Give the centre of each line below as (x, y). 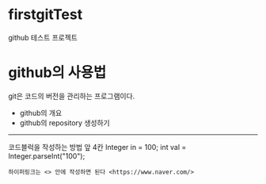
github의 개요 (41, 113)
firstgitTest (46, 15)
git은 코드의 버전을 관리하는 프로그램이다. (72, 96)
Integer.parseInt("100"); (47, 155)
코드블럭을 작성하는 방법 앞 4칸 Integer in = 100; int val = (97, 147)
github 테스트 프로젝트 (43, 37)
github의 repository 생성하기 (65, 123)
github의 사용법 (57, 73)
